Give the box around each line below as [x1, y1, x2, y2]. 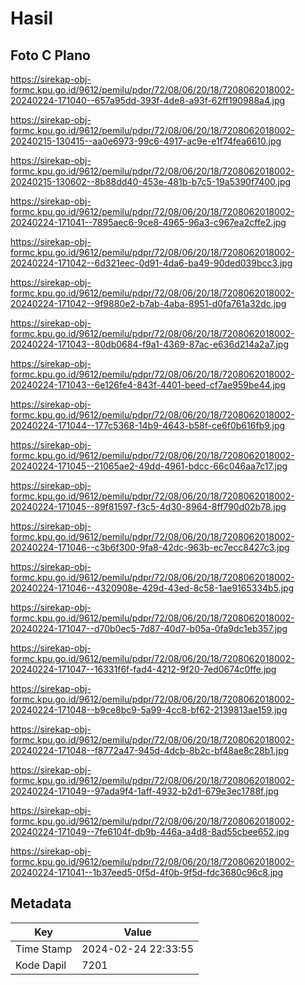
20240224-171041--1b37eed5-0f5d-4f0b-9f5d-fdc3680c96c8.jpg [10, 867, 284, 878]
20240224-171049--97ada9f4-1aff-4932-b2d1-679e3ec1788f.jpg [10, 785, 280, 797]
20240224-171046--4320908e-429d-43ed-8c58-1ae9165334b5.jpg [10, 582, 295, 594]
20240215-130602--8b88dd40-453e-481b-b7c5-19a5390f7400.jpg [10, 176, 292, 187]
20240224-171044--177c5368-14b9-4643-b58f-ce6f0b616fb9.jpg [10, 420, 286, 431]
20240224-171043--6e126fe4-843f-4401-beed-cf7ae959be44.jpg [10, 379, 286, 391]
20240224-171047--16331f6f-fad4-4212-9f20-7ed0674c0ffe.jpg [10, 663, 277, 675]
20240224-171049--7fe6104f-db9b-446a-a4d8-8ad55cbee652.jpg [10, 826, 290, 837]
